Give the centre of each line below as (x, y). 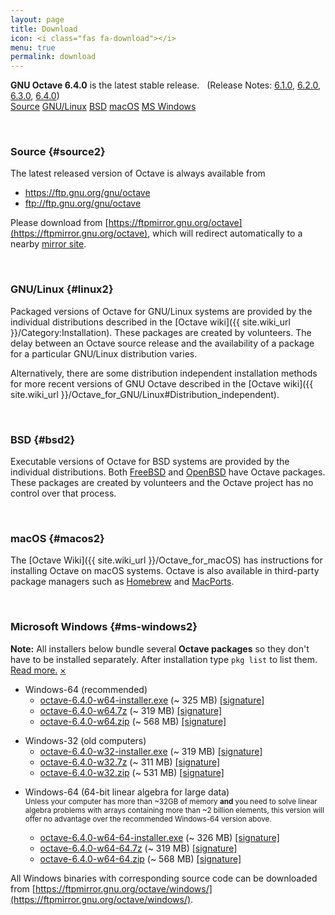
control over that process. (63, 493)
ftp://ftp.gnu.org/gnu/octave (83, 203)
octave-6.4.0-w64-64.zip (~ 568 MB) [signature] (140, 858)
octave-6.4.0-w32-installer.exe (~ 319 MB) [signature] (151, 751)
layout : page (37, 19)
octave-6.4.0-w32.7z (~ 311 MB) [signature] (130, 762)
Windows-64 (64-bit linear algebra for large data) (127, 792)
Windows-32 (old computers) (85, 740)
